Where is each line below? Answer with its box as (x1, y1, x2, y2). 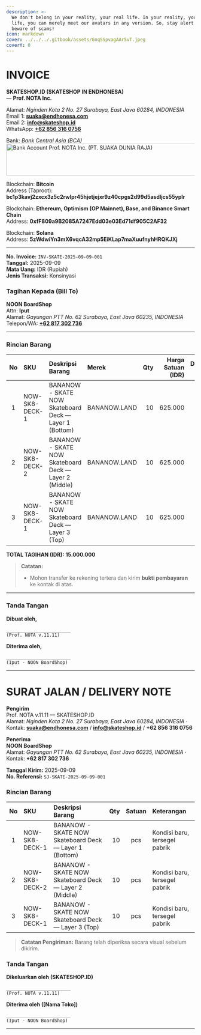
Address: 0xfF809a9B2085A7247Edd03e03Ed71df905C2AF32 (6, 217, 167, 225)
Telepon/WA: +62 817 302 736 (6, 320, 83, 327)
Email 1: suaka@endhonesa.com (6, 112, 89, 120)
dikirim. (20, 944, 39, 952)
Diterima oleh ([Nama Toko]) (6, 1001, 78, 1008)
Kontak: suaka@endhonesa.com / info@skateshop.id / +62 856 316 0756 (6, 724, 193, 731)
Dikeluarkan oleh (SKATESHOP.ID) (6, 974, 94, 981)
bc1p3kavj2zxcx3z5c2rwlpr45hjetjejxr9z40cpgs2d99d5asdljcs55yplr (6, 193, 185, 200)
